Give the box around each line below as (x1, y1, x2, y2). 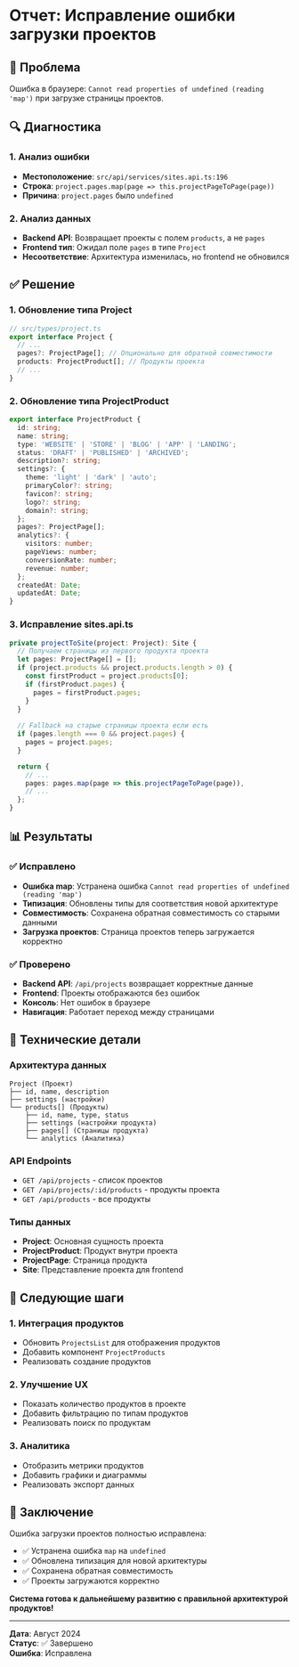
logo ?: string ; (25, 498, 82, 507)
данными (21, 916, 58, 927)
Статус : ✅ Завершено (9, 1638, 93, 1648)
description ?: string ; (17, 456, 101, 466)
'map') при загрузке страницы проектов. (9, 93, 165, 103)
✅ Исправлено (9, 860, 77, 873)
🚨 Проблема (9, 60, 81, 75)
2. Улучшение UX (9, 1378, 89, 1390)
